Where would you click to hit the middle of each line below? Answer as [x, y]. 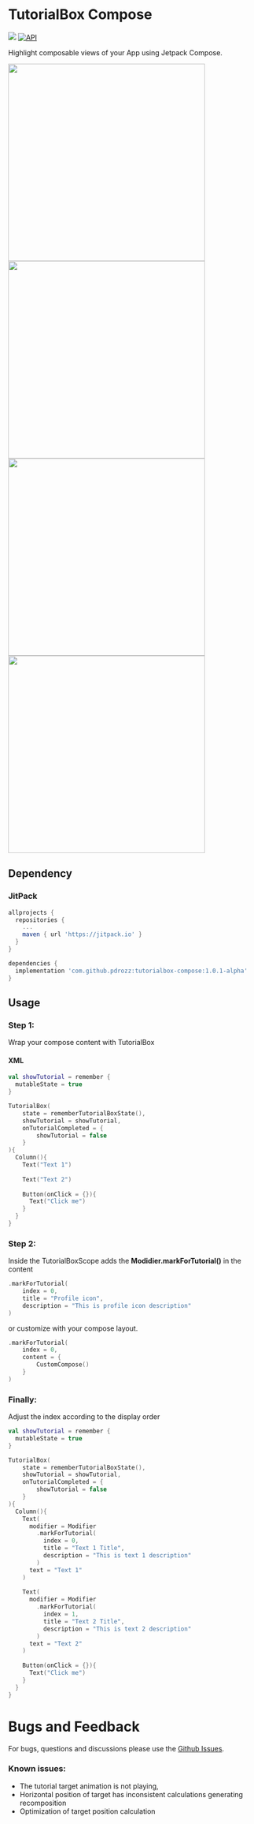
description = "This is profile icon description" [107, 1305]
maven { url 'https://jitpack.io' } [83, 934]
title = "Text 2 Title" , [84, 1621]
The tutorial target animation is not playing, [89, 1786]
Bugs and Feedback [74, 1727]
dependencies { [33, 963]
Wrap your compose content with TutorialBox [81, 1043]
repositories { [40, 920]
